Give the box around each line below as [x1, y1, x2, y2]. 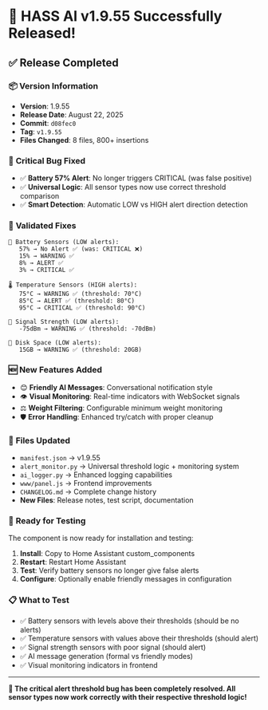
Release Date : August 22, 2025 [19, 109, 124, 119]
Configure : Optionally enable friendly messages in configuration [19, 574, 232, 584]
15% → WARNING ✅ [18, 252, 74, 260]
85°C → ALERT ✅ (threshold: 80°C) [18, 297, 136, 306]
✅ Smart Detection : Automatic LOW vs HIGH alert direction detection [19, 199, 249, 210]
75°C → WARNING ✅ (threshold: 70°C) [18, 290, 142, 298]
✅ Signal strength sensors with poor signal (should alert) [19, 642, 207, 652]
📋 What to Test [8, 594, 69, 605]
